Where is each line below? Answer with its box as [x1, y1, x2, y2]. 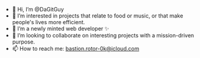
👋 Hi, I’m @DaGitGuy [12, 6, 64, 13]
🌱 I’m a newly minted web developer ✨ [12, 25, 110, 32]
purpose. [12, 38, 35, 45]
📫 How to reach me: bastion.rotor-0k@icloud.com [12, 45, 140, 52]
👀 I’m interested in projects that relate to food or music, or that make [12, 12, 184, 19]
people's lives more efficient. [12, 19, 85, 25]
